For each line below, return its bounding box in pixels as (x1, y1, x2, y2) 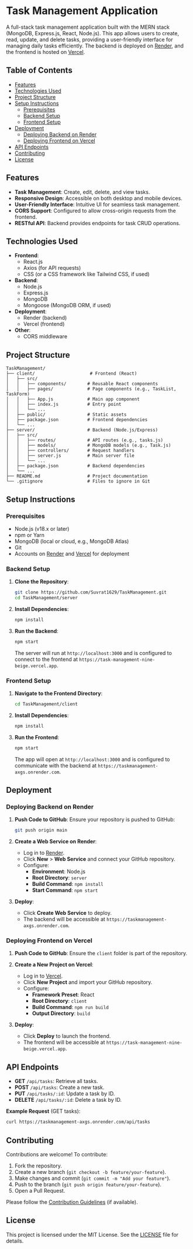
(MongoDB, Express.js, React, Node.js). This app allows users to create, (6, 29, 180, 36)
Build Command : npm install (32, 881, 104, 888)
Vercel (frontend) (23, 321, 65, 328)
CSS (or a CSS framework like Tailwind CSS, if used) (23, 271, 150, 278)
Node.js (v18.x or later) (14, 525, 70, 532)
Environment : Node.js (32, 868, 86, 875)
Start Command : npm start (32, 887, 98, 894)
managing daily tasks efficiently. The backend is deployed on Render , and (6, 42, 184, 49)
